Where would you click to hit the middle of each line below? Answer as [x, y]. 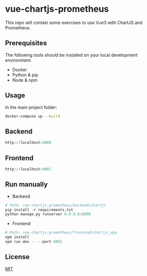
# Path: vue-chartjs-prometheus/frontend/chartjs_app [61, 233]
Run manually [26, 184]
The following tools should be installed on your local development [72, 55]
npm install [17, 237]
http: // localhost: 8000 [28, 143]
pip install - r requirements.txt [39, 210]
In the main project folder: [31, 107]
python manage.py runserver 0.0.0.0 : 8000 [48, 214]
